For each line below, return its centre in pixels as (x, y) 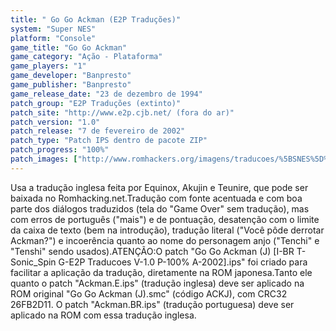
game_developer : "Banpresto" (71, 76)
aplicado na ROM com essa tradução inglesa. (103, 315)
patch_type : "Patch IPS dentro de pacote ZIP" (109, 141)
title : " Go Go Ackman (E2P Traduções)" (96, 19)
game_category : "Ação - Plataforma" (86, 57)
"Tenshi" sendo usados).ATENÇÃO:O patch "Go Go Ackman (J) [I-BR (152, 251)
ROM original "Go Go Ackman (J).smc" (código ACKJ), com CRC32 (149, 293)
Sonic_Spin (33, 262)
